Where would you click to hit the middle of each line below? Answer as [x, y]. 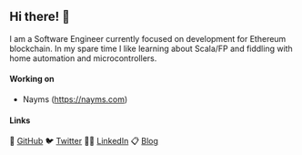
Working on [32, 79]
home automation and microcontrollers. [83, 58]
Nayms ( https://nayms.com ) [75, 99]
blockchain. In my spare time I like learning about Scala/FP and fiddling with [151, 48]
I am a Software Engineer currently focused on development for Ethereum [148, 38]
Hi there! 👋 [40, 17]
